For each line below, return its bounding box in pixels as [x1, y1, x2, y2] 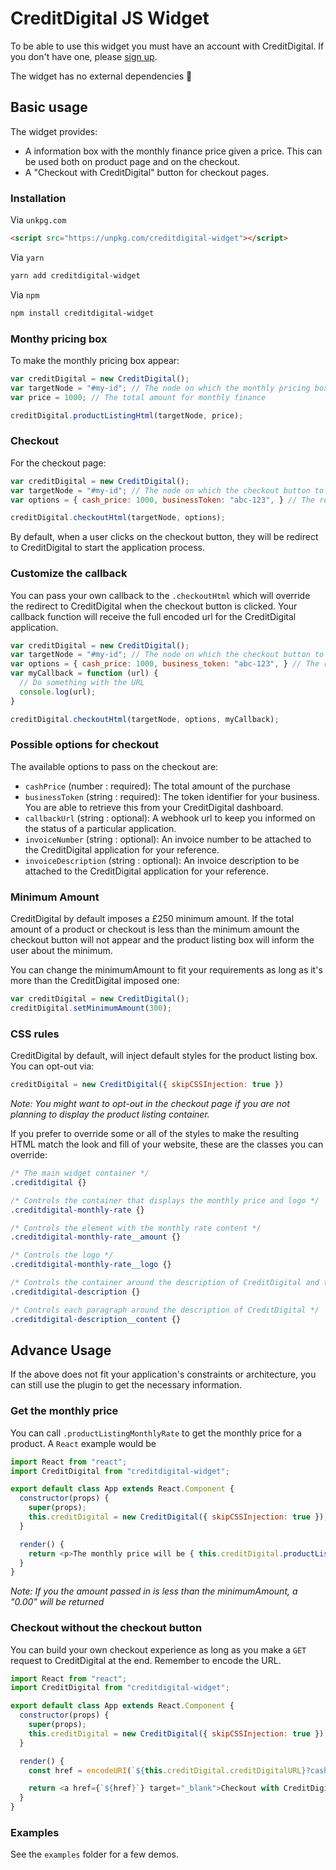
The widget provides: [10, 125, 98, 137]
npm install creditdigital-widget [10, 308, 155, 318]
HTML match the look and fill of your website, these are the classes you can [10, 1138, 324, 1151]
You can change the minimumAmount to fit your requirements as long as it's [10, 964, 323, 976]
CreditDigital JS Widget [10, 7, 210, 30]
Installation [10, 191, 67, 205]
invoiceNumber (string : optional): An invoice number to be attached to [24, 833, 312, 845]
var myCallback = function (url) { [10, 668, 159, 679]
